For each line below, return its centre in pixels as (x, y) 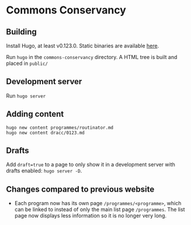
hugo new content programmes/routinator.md (60, 127)
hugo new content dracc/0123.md (45, 133)
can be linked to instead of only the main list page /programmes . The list (100, 210)
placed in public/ (27, 63)
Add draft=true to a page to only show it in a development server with (91, 165)
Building (21, 32)
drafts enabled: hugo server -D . (44, 171)
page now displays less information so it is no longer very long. (91, 216)
